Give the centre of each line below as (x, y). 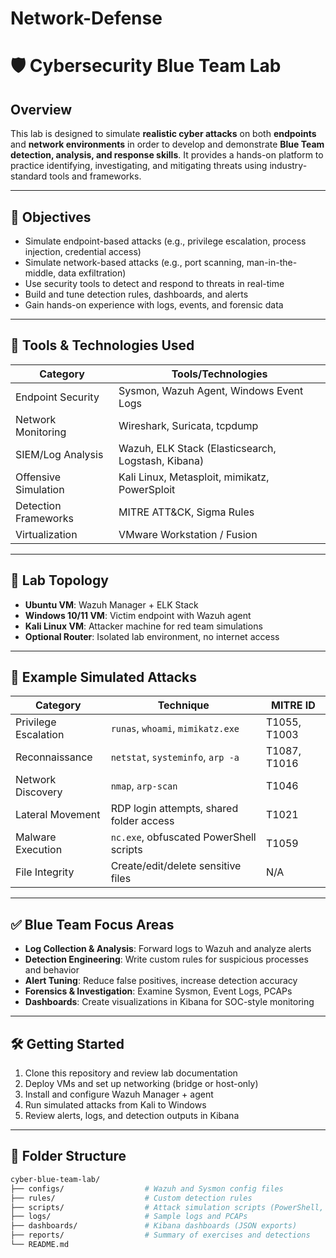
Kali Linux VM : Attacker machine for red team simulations (143, 626)
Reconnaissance (54, 757)
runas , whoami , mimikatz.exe (175, 729)
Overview (41, 109)
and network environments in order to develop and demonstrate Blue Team (167, 144)
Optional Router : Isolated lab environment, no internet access (152, 636)
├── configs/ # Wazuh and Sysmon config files (147, 1188)
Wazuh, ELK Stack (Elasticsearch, (197, 448)
